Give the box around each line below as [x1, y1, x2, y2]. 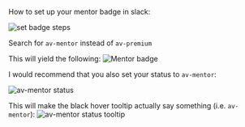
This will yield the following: [8, 54, 101, 63]
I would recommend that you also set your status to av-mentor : [8, 70, 217, 79]
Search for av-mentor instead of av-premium [8, 38, 153, 48]
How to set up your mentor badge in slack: [8, 7, 151, 16]
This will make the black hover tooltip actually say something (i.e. [8, 101, 226, 110]
